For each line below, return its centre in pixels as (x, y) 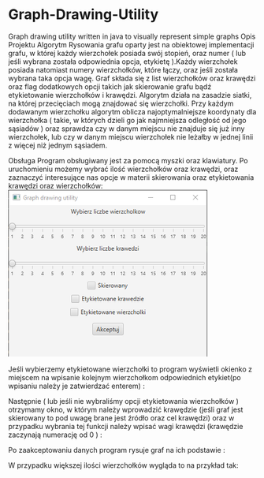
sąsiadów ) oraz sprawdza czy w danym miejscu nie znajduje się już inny (126, 129)
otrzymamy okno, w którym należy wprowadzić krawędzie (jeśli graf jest (126, 409)
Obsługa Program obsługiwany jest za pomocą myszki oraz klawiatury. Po (128, 160)
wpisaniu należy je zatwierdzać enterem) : (77, 386)
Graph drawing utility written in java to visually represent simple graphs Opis (132, 36)
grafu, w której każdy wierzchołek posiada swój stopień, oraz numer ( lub (127, 53)
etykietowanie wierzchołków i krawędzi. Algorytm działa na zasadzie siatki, (130, 95)
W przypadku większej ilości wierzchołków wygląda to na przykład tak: (123, 465)
